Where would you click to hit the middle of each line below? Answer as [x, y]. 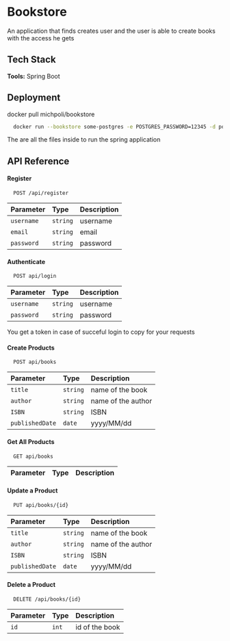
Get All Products [31, 442]
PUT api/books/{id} [41, 505]
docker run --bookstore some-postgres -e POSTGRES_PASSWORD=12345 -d [114, 127]
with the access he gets [41, 38]
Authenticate [26, 261]
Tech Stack [31, 60]
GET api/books [33, 456]
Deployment [34, 97]
